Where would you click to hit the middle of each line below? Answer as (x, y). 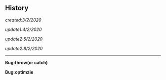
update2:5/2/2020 (24, 39)
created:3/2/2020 (23, 20)
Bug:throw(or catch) (26, 62)
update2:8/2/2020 (24, 48)
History (17, 8)
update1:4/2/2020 (23, 29)
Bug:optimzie (19, 72)
